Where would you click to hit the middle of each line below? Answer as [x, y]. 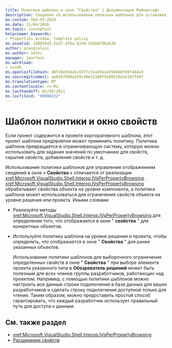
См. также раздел [36, 322]
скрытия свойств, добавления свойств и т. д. [55, 158]
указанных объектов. [36, 247]
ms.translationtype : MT [31, 82]
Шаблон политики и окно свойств [81, 121]
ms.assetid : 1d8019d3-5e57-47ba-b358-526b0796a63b [61, 44]
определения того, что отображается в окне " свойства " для [81, 221]
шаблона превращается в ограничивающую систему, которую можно [82, 146]
